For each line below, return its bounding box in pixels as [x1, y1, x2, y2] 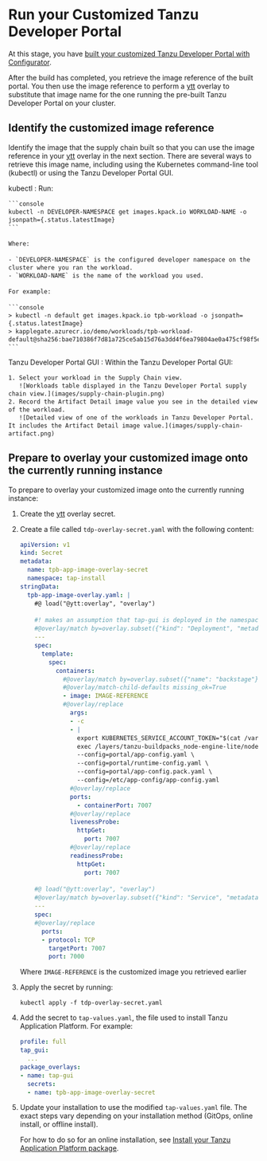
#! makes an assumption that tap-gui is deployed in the [34, 616, 227, 624]
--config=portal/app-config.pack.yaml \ [76, 768, 213, 776]
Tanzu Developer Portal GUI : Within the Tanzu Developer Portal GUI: [8, 357, 234, 367]
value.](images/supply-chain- [143, 421, 244, 430]
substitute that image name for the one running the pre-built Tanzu [8, 89, 226, 99]
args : [70, 709, 88, 717]
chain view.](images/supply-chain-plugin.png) [8, 389, 165, 398]
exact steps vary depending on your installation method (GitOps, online [19, 1111, 253, 1121]
